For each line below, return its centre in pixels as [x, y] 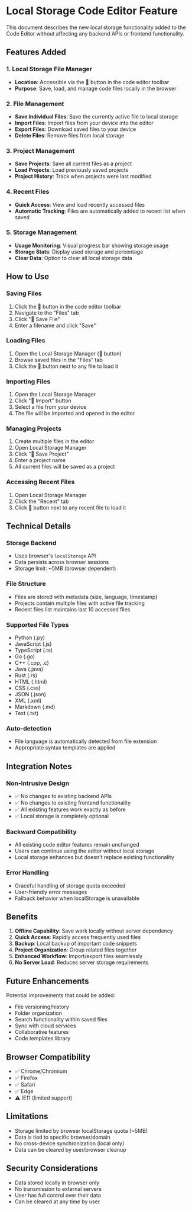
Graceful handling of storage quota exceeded [70, 885]
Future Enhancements [48, 981]
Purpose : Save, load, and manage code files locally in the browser [95, 88]
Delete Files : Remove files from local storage [69, 135]
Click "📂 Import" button [43, 401]
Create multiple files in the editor [54, 441]
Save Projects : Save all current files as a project [73, 164]
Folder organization [38, 1013]
